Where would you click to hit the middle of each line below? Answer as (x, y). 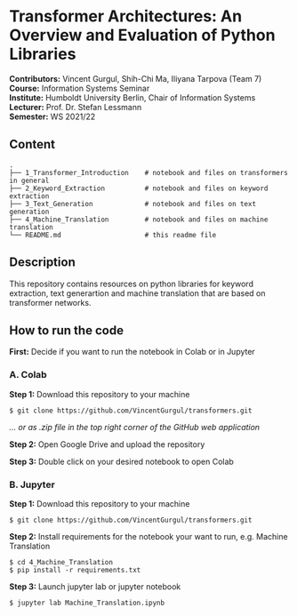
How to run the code (67, 330)
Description (42, 263)
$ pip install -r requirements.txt (75, 570)
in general (29, 180)
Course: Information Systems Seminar (80, 88)
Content (32, 144)
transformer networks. (50, 302)
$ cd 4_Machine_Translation (61, 562)
